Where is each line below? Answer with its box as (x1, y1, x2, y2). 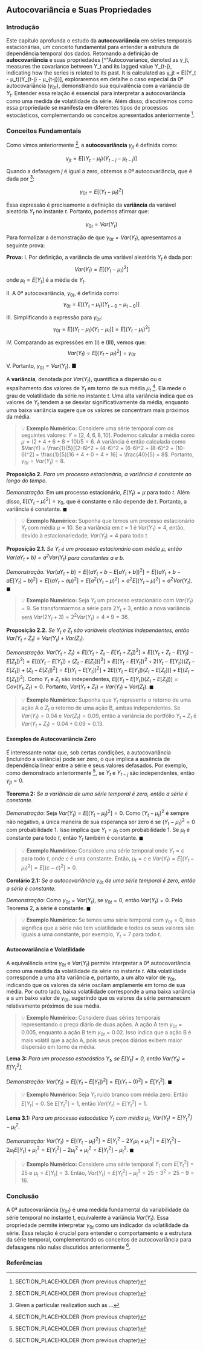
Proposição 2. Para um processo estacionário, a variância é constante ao (6, 470, 192, 477)
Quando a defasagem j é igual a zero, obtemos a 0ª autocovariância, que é (6, 168, 192, 175)
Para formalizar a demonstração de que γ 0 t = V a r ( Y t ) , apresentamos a (6, 234, 181, 242)
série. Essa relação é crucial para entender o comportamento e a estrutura (6, 1229, 192, 1237)
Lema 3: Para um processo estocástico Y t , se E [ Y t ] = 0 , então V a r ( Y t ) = (6, 1054, 185, 1063)
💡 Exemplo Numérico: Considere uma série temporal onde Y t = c (21, 847, 184, 856)
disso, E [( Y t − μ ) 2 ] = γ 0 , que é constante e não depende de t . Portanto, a (6, 496, 187, 507)
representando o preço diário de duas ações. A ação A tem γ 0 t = (21, 1021, 182, 1029)
